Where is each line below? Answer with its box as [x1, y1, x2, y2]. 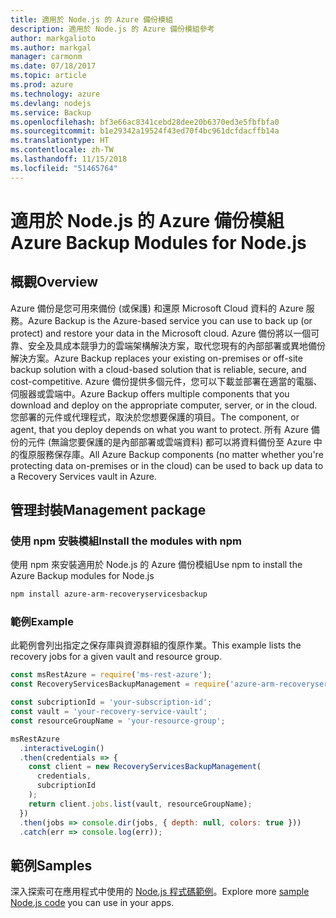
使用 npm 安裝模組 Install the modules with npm [10, 534, 242, 548]
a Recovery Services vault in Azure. [10, 470, 157, 482]
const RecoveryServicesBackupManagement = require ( [10, 679, 230, 690]
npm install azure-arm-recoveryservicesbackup [10, 589, 208, 600]
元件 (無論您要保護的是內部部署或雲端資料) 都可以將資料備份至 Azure [27, 436, 312, 448]
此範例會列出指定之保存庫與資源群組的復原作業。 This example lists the [10, 639, 302, 651]
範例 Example [10, 615, 75, 629]
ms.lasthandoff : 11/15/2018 [10, 154, 128, 164]
